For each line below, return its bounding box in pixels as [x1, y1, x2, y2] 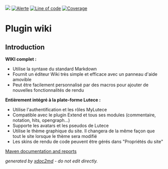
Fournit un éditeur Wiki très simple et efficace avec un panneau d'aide [12, 71, 158, 77]
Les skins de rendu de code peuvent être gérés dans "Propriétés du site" [12, 138, 163, 144]
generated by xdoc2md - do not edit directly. [5, 158, 98, 164]
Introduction [5, 43, 45, 51]
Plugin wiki [5, 23, 52, 35]
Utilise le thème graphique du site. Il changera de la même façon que [12, 128, 155, 134]
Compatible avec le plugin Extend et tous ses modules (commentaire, [12, 112, 156, 118]
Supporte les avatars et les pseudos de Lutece [12, 123, 109, 128]
